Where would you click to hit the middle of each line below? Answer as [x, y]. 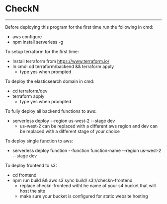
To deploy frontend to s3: [31, 165]
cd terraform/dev [30, 91]
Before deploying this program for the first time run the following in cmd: [79, 27]
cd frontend [24, 175]
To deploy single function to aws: [39, 141]
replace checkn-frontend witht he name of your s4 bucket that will [88, 185]
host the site [33, 191]
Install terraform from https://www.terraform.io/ [61, 61]
